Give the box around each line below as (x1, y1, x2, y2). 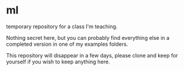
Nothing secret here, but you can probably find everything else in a (6, 34, 170, 41)
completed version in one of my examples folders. (6, 40, 128, 48)
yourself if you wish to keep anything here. (6, 58, 111, 65)
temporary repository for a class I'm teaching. (6, 23, 118, 30)
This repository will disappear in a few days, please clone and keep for (6, 52, 179, 59)
